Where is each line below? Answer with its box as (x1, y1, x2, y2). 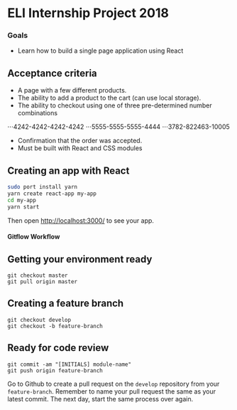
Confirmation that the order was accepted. (17, 137, 143, 145)
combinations (17, 109, 58, 117)
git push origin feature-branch (7, 367, 103, 374)
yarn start (7, 203, 40, 211)
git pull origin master (7, 278, 78, 285)
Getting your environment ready (7, 253, 153, 265)
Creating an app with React (7, 164, 130, 177)
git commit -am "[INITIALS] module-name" (7, 361, 132, 368)
